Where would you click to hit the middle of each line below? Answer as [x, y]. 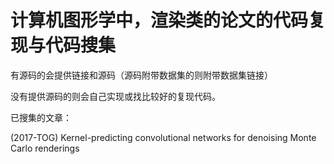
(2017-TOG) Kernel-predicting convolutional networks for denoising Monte [163, 137]
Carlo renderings [45, 148]
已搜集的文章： [41, 117]
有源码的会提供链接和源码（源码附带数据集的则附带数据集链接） [141, 75]
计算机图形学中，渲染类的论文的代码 [159, 20]
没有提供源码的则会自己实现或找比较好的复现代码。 [115, 96]
